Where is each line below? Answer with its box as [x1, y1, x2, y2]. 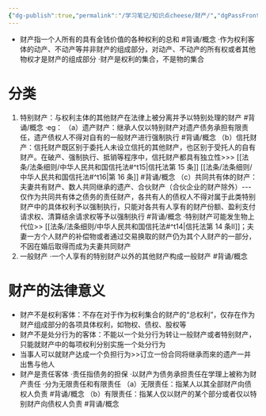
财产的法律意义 [8, 282, 106, 300]
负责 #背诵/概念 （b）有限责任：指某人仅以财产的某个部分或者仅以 [33, 389, 251, 399]
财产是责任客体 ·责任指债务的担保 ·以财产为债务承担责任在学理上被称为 [19, 369, 250, 379]
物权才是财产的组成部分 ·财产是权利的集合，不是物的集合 [19, 54, 204, 63]
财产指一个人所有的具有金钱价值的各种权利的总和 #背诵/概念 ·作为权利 [19, 34, 248, 44]
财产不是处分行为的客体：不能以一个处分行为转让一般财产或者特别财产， [19, 330, 256, 339]
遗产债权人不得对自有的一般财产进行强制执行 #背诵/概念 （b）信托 [33, 132, 251, 142]
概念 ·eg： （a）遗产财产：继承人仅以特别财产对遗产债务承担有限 [28, 122, 242, 132]
